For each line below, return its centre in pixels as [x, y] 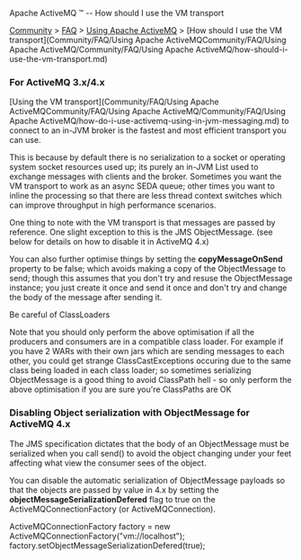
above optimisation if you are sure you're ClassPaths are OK [120, 389]
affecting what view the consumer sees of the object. [108, 463]
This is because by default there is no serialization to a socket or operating [147, 157]
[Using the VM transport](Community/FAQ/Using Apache [115, 102]
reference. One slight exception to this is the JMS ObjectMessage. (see [141, 232]
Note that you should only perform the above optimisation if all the [132, 333]
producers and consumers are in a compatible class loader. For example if [146, 342]
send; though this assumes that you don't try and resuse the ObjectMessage [151, 279]
